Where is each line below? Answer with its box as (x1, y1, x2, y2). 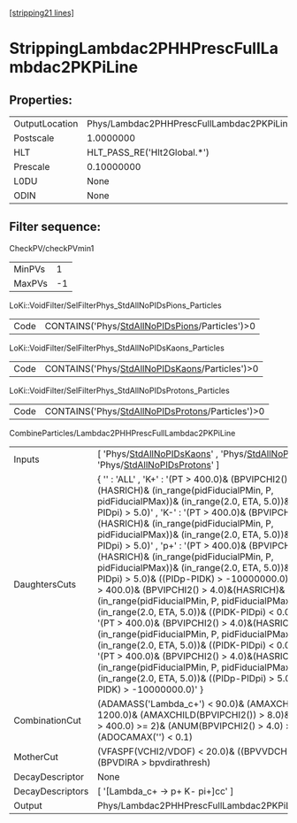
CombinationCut (13, 714, 81, 727)
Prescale (13, 161, 50, 173)
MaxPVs (13, 277, 49, 289)
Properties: (9, 92, 72, 107)
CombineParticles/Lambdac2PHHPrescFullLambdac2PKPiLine (9, 427, 236, 438)
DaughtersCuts (13, 578, 77, 590)
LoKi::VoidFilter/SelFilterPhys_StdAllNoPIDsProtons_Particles (9, 385, 230, 396)
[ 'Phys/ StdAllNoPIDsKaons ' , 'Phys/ (96, 447, 247, 459)
